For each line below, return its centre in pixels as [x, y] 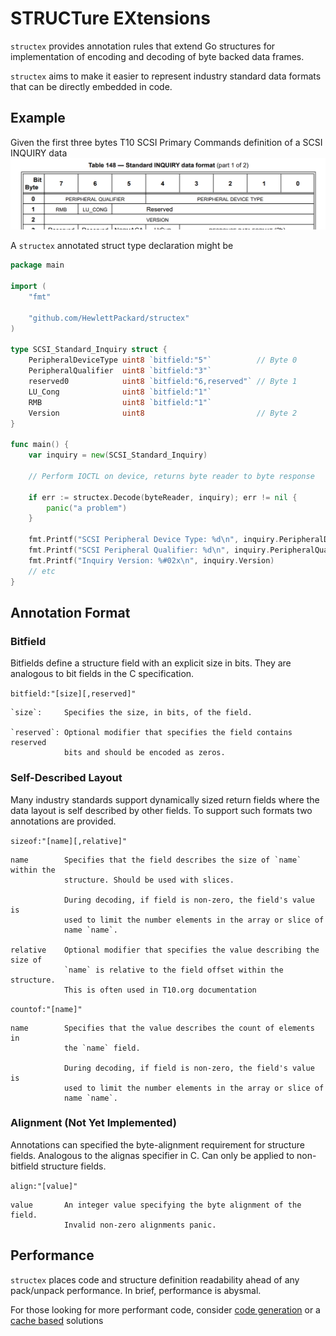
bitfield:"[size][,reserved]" [73, 694]
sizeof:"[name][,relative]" [69, 841]
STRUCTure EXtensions [110, 18]
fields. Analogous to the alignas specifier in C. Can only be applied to [152, 1155]
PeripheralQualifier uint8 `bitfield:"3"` [120, 371]
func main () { [40, 445]
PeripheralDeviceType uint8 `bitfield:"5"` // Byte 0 [163, 360]
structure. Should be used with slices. [149, 880]
